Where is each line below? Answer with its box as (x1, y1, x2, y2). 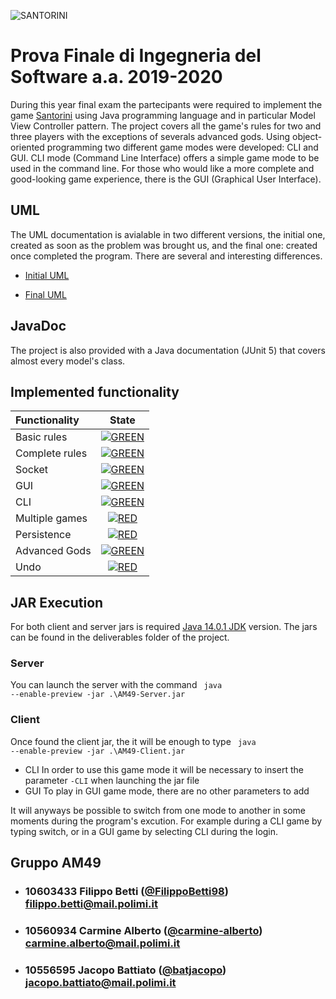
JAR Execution (10, 594, 104, 611)
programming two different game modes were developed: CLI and (46, 141, 319, 153)
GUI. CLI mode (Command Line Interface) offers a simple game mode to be (10, 151, 320, 164)
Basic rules (15, 430, 68, 444)
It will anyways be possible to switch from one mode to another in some (10, 804, 306, 816)
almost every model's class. (10, 355, 126, 367)
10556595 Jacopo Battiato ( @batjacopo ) (24, 963, 227, 977)
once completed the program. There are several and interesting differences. (10, 250, 323, 262)
